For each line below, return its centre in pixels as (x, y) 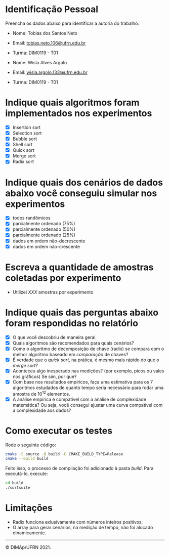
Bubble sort (25, 139)
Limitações (29, 508)
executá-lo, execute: (27, 474)
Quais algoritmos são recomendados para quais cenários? (73, 343)
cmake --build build (27, 459)
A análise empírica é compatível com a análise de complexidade (79, 399)
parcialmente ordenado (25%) (44, 235)
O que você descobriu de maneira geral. (55, 337)
